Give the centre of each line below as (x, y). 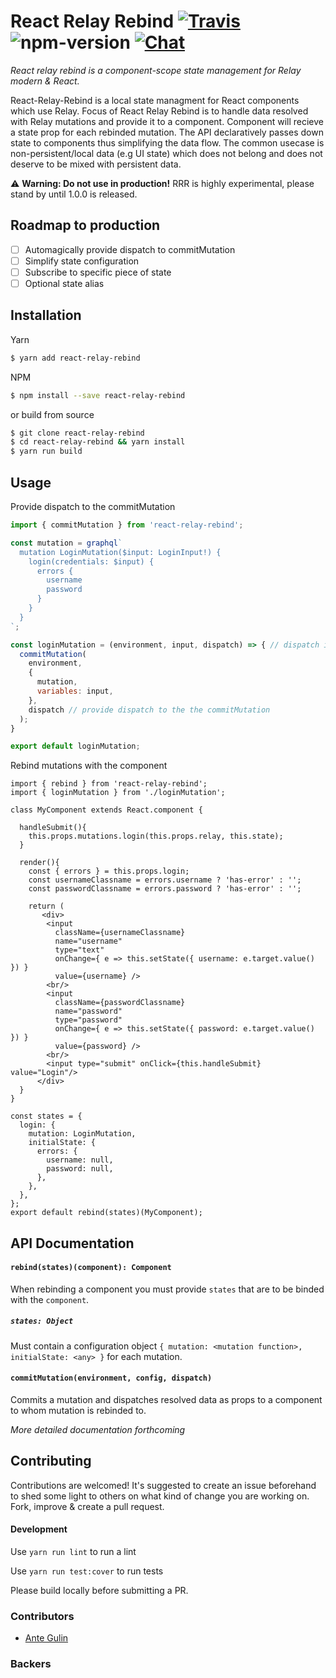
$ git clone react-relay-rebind (77, 433)
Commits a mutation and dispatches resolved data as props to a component (166, 1400)
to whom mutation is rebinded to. (78, 1411)
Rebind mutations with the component (89, 766)
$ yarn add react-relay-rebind (75, 358)
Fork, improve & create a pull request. (87, 1506)
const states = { (46, 1116)
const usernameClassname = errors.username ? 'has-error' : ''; (165, 880)
